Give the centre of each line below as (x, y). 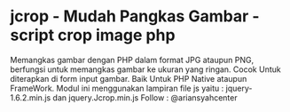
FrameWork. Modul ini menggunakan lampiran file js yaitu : (117, 88)
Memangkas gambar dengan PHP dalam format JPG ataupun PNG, (132, 60)
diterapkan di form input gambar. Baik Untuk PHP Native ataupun (129, 78)
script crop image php (93, 35)
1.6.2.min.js (31, 97)
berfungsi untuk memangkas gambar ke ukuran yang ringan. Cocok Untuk (146, 69)
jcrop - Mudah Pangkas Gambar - (135, 16)
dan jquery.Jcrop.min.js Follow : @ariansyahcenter (145, 97)
